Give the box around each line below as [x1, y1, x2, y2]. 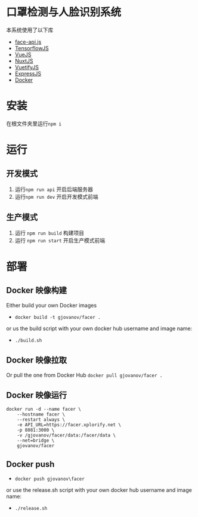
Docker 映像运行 [6, 390, 67, 400]
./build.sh [14, 337, 42, 343]
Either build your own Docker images [6, 301, 97, 309]
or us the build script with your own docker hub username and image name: [6, 325, 193, 332]
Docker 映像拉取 [6, 355, 67, 365]
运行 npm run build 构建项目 [14, 229, 85, 236]
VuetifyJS [14, 63, 39, 70]
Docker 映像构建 [6, 285, 67, 296]
